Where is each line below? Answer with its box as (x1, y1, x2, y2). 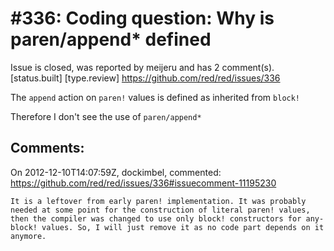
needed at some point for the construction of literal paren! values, (10, 205, 311, 215)
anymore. (10, 231, 47, 241)
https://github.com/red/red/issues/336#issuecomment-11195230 (10, 177, 277, 189)
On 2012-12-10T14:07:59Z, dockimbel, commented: (10, 166, 222, 178)
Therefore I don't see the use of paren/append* (10, 110, 202, 122)
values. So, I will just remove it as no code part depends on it (41, 222, 325, 232)
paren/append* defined (10, 28, 212, 51)
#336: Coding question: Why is (10, 7, 275, 30)
